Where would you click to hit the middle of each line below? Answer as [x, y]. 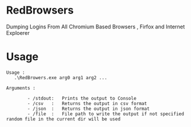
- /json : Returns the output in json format [89, 109]
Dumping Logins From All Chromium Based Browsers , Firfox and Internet [95, 27]
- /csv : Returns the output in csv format [87, 103]
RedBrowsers [40, 10]
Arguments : [21, 88]
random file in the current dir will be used [63, 119]
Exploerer [18, 32]
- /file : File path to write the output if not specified [106, 114]
